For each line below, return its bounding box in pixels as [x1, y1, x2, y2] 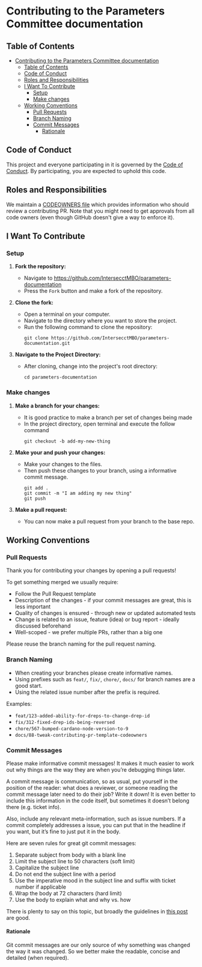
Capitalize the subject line [14, 864, 79, 871]
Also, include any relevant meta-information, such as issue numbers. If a [6, 815, 186, 822]
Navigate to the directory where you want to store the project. [23, 317, 177, 324]
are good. [6, 914, 30, 921]
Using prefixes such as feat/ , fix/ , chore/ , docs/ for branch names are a [14, 675, 195, 682]
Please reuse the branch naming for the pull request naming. [6, 640, 156, 647]
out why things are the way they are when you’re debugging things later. [6, 766, 186, 773]
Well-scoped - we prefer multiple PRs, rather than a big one [14, 629, 163, 636]
